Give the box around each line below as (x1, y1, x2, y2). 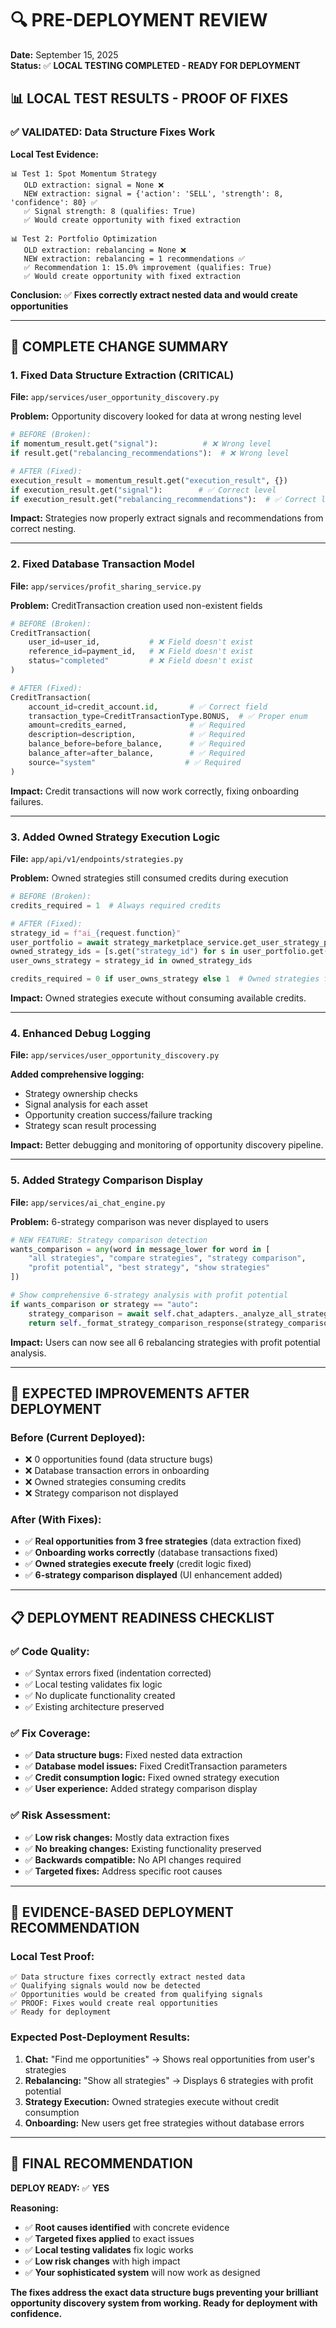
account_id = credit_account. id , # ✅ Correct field (28, 702, 268, 712)
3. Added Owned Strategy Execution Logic (10, 830, 221, 844)
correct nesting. (10, 523, 77, 535)
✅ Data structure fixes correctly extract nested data (10, 1972, 246, 1982)
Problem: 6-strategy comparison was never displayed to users (10, 1215, 269, 1227)
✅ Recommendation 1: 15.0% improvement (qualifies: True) (23, 262, 273, 272)
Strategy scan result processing (24, 1120, 157, 1132)
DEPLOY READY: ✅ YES (10, 2182, 110, 2194)
